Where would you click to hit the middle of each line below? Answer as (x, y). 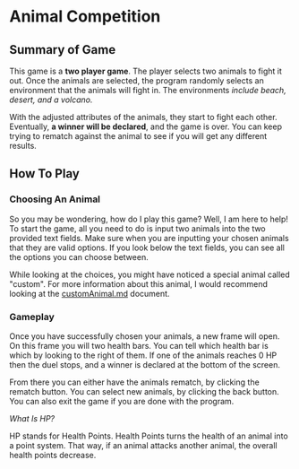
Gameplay (32, 317)
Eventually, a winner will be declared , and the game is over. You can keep (145, 126)
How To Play (45, 174)
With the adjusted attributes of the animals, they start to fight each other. (143, 117)
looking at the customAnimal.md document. (90, 293)
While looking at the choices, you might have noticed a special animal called (150, 274)
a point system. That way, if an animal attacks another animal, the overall (143, 445)
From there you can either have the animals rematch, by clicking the (134, 382)
